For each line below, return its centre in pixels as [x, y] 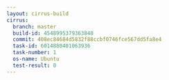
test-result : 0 [35, 65]
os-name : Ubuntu [36, 59]
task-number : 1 [35, 53]
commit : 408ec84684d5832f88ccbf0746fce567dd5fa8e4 [87, 40]
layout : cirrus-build [38, 14]
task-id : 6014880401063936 [52, 46]
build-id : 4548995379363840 [53, 33]
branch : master [35, 26]
